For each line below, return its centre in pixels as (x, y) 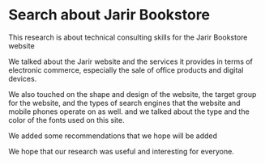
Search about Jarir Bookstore (109, 15)
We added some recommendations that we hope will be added (113, 136)
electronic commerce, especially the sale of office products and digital (126, 69)
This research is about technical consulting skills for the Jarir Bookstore (128, 37)
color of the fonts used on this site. (67, 120)
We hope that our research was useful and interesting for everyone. (122, 151)
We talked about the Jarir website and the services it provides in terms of (131, 61)
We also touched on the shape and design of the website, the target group (132, 94)
